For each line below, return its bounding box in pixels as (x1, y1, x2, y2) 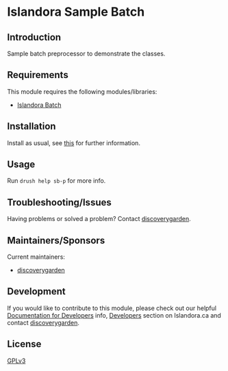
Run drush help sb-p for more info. (7, 177, 106, 185)
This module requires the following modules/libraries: (7, 87, 157, 96)
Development (7, 285, 66, 298)
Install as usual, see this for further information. (7, 138, 140, 147)
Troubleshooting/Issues (7, 196, 112, 208)
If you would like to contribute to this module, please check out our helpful (7, 304, 217, 312)
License (7, 338, 42, 350)
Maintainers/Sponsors (7, 234, 105, 246)
